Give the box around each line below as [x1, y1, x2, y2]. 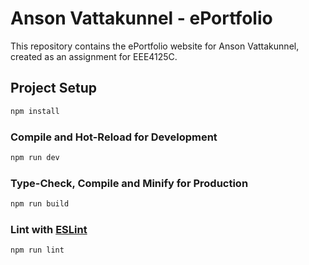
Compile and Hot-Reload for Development [10, 130, 218, 144]
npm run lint [10, 245, 65, 256]
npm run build [10, 199, 70, 209]
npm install [10, 106, 60, 116]
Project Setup [10, 80, 98, 97]
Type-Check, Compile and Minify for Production [10, 176, 249, 190]
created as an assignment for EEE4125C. [10, 50, 178, 62]
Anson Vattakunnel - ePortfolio [10, 7, 273, 30]
